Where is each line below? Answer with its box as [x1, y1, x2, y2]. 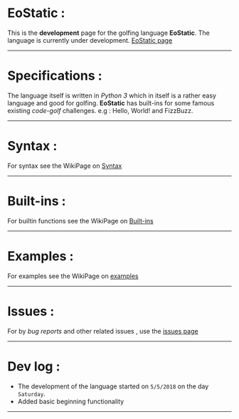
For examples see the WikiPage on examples [7, 272, 139, 280]
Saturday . [17, 389, 46, 398]
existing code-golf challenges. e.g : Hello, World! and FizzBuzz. [7, 106, 193, 115]
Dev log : [7, 358, 60, 374]
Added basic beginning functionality [17, 397, 124, 405]
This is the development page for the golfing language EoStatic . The [7, 28, 210, 37]
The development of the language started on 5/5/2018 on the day [17, 382, 209, 391]
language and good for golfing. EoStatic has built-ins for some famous [7, 98, 215, 107]
